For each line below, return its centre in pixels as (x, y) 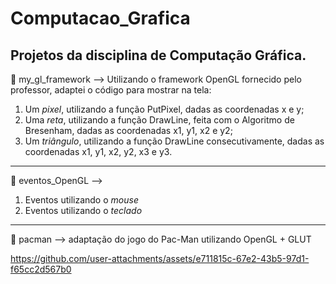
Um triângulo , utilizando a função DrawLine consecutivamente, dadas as (174, 141)
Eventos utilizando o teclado (83, 210)
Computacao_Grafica (100, 18)
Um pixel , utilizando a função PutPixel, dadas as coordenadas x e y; (164, 109)
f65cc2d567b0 (41, 269)
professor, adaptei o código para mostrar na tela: (111, 90)
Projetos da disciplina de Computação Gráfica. (158, 55)
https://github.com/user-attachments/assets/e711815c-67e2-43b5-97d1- (160, 258)
